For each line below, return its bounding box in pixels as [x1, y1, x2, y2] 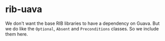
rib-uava [5, 4, 42, 15]
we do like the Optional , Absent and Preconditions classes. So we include [5, 25, 159, 31]
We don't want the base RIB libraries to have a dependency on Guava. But [5, 20, 160, 26]
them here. [5, 31, 28, 37]
